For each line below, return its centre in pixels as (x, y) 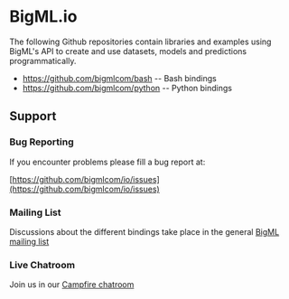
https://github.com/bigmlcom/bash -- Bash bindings (119, 78)
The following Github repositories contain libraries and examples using (140, 42)
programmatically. (43, 61)
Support (33, 116)
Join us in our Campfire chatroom (72, 285)
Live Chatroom (42, 265)
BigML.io (43, 17)
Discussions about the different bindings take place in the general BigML (144, 231)
